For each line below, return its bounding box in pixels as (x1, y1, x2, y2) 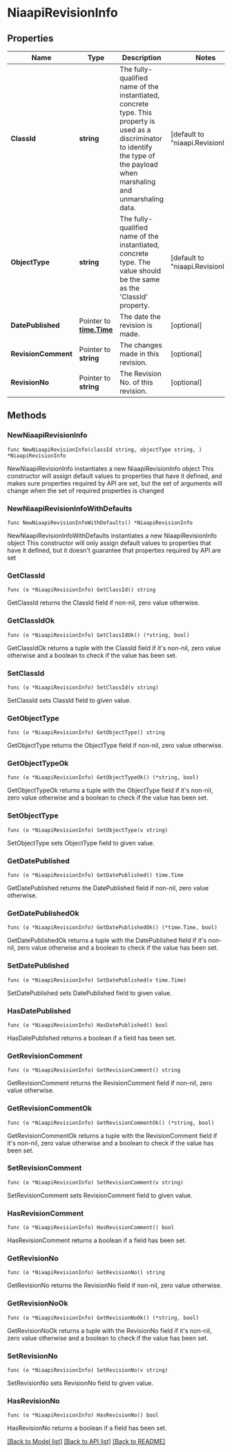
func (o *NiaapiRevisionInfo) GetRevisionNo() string (7, 1269, 166, 1276)
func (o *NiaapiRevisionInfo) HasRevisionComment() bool (7, 1224, 175, 1231)
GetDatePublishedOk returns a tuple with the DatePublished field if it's (7, 936, 207, 945)
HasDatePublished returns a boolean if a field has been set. (7, 1033, 176, 1042)
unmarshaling (119, 194, 164, 203)
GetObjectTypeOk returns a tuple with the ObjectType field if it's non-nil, (7, 787, 213, 795)
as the (119, 284, 140, 293)
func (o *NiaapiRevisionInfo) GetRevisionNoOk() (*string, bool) (7, 1314, 199, 1321)
